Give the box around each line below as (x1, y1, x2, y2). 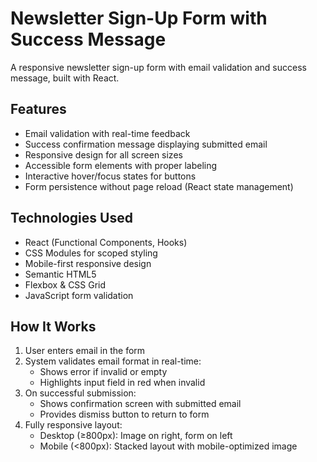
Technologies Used (10, 210, 133, 227)
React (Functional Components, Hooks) (24, 236, 188, 248)
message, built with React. (10, 72, 120, 84)
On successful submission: (24, 387, 137, 399)
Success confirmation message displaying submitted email (24, 138, 268, 150)
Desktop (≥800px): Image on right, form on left (39, 430, 233, 442)
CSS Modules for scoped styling (24, 247, 158, 259)
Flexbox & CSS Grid (24, 278, 107, 291)
